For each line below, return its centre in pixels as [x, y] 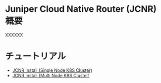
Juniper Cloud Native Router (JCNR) [81, 9]
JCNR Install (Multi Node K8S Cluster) [51, 75]
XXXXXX [14, 35]
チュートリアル [35, 56]
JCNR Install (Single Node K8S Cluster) [52, 70]
